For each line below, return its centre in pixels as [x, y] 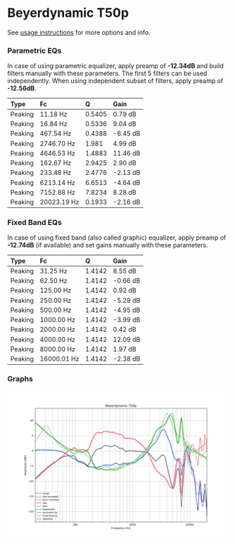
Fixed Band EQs [34, 222]
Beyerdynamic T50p [68, 13]
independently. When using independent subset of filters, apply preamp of [115, 81]
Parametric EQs [34, 51]
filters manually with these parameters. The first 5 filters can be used [107, 73]
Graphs [20, 379]
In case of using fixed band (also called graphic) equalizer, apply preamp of [117, 238]
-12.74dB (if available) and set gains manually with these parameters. [108, 245]
